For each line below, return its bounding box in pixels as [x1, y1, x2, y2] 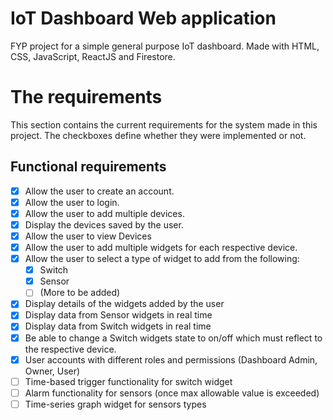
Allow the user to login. [24, 196, 120, 208]
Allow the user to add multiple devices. [24, 207, 185, 219]
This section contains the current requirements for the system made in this [10, 118, 318, 131]
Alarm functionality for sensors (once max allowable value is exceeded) [24, 387, 320, 399]
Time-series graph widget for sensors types [24, 398, 207, 410]
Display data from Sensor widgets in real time [24, 309, 213, 321]
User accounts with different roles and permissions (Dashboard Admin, [24, 353, 318, 366]
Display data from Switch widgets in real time [24, 320, 212, 332]
